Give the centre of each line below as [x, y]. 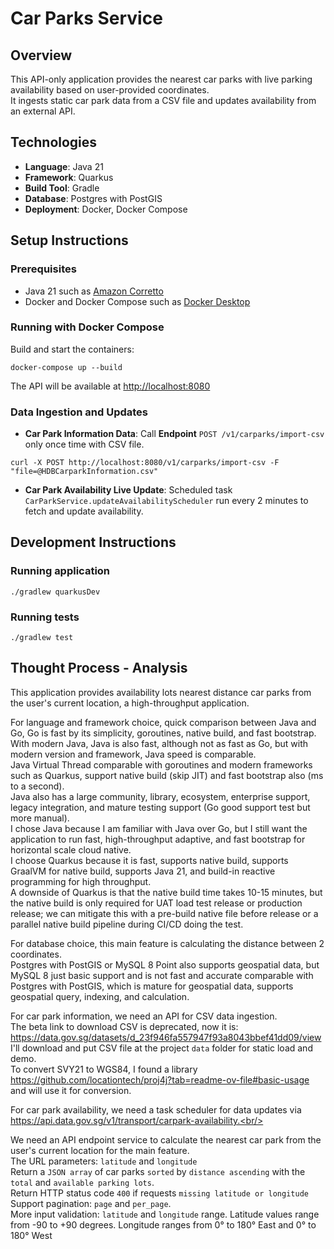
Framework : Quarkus [69, 177]
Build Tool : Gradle [62, 188]
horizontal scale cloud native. [71, 849]
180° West [31, 1235]
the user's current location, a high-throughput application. [130, 703]
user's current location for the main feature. [100, 1150]
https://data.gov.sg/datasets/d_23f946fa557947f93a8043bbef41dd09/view [166, 1037]
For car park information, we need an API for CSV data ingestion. [144, 1016]
